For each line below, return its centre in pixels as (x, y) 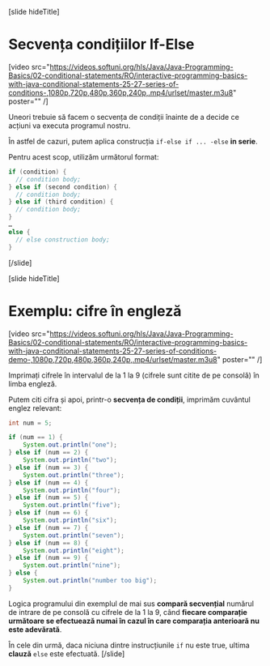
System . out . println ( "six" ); (70, 520)
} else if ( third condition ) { (61, 202)
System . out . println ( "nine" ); (72, 566)
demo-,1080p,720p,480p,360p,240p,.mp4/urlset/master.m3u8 (113, 359)
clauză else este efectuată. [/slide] (67, 653)
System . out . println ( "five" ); (72, 506)
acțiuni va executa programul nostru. (70, 126)
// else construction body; (63, 239)
